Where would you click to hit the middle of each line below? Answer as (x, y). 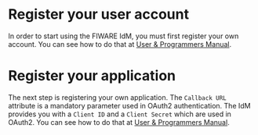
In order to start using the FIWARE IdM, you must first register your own (124, 36)
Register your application (92, 76)
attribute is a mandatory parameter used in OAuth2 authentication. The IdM (129, 105)
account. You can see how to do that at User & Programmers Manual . (120, 44)
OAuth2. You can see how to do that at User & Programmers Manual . (119, 122)
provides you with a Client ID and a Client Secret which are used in (120, 114)
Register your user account (99, 14)
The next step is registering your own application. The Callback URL (117, 97)
